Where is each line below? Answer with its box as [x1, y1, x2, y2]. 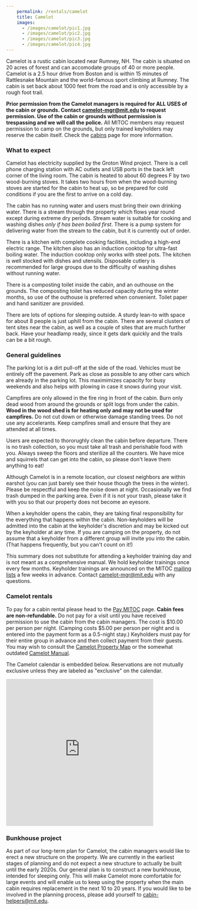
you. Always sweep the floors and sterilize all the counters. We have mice [6, 449, 185, 456]
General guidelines [6, 351, 62, 359]
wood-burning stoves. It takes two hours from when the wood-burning [6, 178, 178, 185]
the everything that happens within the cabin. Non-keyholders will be [6, 516, 173, 524]
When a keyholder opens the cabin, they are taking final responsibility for [6, 510, 183, 517]
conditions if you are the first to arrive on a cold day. [6, 191, 133, 198]
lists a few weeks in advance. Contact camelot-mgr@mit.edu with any [6, 571, 175, 578]
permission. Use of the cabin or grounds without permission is [6, 112, 162, 119]
